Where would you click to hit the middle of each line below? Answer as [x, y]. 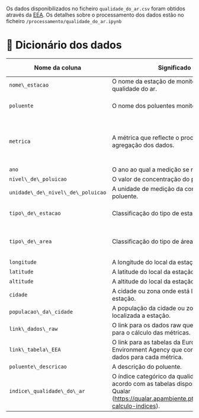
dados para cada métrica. [147, 357]
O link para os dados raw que [153, 325]
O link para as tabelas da [146, 342]
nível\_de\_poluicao [38, 179]
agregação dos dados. [143, 145]
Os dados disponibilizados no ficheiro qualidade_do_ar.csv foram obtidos [96, 9]
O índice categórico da [144, 376]
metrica [20, 141]
